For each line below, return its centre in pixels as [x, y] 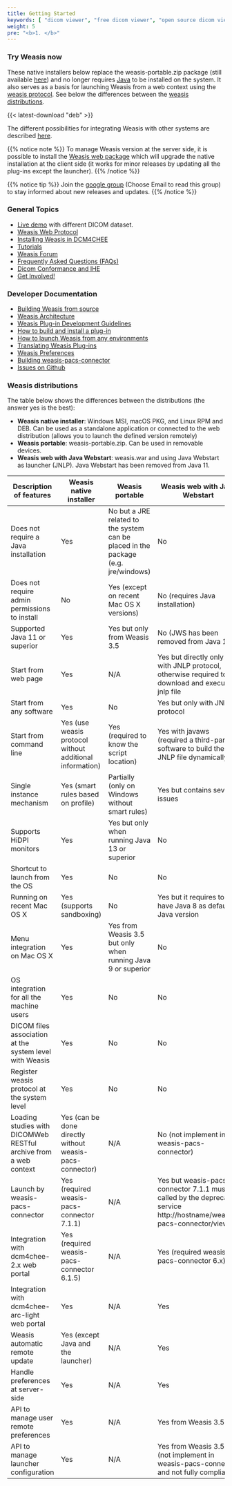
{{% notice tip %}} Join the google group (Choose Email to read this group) [114, 184]
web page [27, 679]
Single [21, 786]
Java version [178, 915]
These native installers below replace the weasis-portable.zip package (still [115, 72]
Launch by [28, 1189]
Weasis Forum [38, 254]
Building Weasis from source [58, 309]
